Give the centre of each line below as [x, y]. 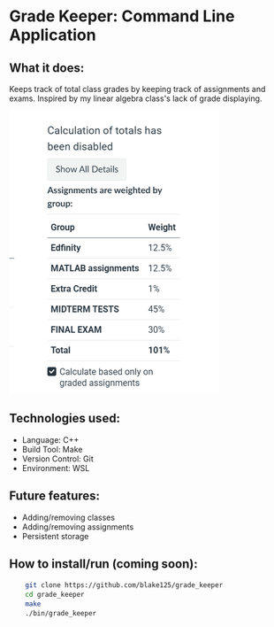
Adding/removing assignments [78, 526]
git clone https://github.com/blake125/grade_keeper [124, 585]
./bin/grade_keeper [61, 614]
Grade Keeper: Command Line [122, 16]
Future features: [54, 496]
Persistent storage [55, 536]
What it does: [47, 68]
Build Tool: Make [52, 449]
